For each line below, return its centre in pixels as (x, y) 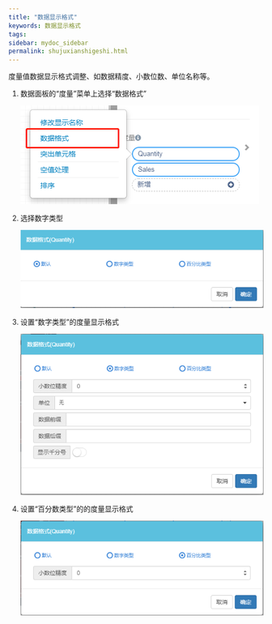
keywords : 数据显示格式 (45, 26)
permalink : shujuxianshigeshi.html (68, 51)
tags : (17, 34)
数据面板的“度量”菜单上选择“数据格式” (83, 94)
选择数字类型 (41, 218)
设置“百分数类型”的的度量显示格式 (76, 509)
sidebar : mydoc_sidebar (49, 43)
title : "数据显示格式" (43, 17)
